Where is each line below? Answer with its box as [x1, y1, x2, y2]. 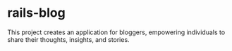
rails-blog [7, 5, 66, 21]
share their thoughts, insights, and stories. [7, 35, 130, 43]
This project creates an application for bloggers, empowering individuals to [7, 28, 226, 36]
